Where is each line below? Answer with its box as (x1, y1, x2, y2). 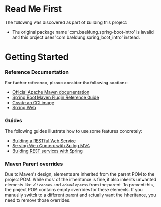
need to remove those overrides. (5, 197, 71, 203)
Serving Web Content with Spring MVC (12, 143, 90, 148)
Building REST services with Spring (12, 148, 83, 154)
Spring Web (12, 105, 36, 111)
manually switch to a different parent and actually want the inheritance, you (5, 192, 156, 198)
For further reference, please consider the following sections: (5, 80, 128, 86)
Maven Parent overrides (5, 160, 63, 167)
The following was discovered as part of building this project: (5, 20, 128, 25)
